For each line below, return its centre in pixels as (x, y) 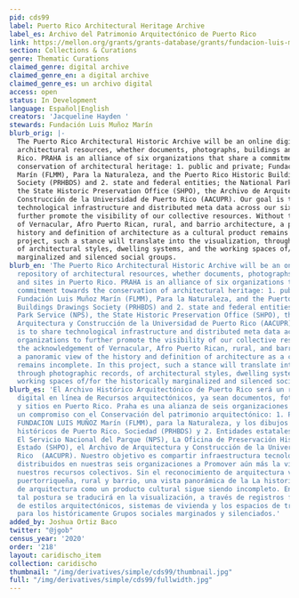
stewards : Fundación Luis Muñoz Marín (81, 125)
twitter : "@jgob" (41, 530)
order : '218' (33, 547)
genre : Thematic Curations (59, 59)
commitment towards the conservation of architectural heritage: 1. (147, 290)
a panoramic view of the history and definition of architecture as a (151, 357)
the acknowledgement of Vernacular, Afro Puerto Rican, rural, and (145, 348)
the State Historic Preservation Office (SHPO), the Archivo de (139, 191)
